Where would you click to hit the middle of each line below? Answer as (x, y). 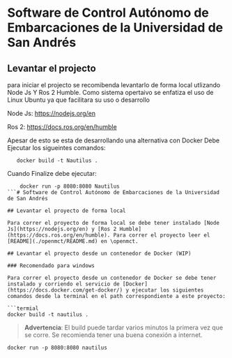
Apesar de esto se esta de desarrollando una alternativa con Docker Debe (114, 140)
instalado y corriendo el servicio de (63, 284)
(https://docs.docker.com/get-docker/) (65, 290)
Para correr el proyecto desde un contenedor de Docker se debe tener (112, 278)
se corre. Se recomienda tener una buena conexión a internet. (113, 335)
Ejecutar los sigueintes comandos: (56, 148)
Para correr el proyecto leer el (162, 235)
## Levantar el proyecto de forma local (67, 211)
